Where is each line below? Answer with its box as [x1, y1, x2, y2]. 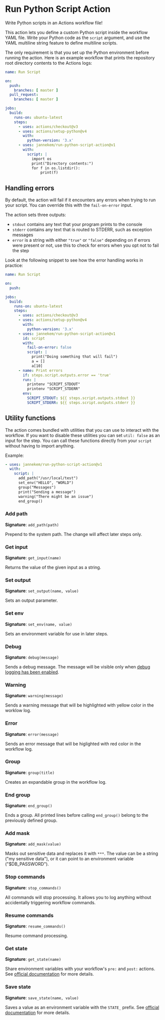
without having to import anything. [5, 443, 75, 448]
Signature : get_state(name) [5, 956, 62, 962]
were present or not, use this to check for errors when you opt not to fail [12, 242, 159, 248]
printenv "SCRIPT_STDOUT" [27, 382, 80, 387]
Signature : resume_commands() [5, 923, 66, 929]
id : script [23, 336, 45, 341]
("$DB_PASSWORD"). [5, 861, 49, 867]
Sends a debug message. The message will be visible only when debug [5, 664, 150, 669]
